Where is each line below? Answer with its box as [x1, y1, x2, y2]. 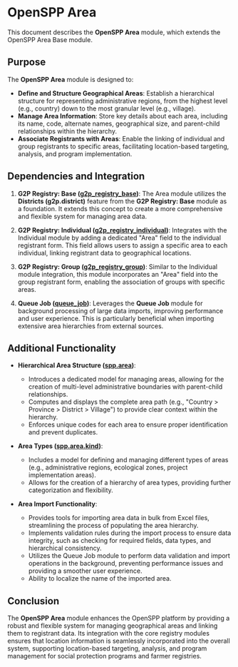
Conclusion [7, 595, 60, 607]
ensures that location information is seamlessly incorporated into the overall [7, 636, 230, 646]
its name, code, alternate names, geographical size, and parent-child [17, 119, 220, 128]
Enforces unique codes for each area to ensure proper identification [28, 420, 228, 429]
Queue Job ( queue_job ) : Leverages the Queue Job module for [17, 299, 203, 307]
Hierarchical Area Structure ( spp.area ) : [17, 361, 137, 370]
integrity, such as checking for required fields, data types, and [28, 536, 212, 545]
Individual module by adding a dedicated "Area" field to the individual [17, 233, 222, 242]
